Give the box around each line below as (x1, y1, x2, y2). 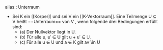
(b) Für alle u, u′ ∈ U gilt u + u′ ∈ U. (19, 34, 91, 40)
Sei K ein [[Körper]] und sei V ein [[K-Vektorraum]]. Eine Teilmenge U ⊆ (12, 14, 157, 19)
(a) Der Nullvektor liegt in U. (19, 29, 76, 34)
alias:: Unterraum (5, 4, 40, 10)
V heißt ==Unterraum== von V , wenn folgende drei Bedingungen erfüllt (12, 19, 158, 24)
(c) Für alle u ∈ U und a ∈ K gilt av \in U (19, 39, 101, 45)
